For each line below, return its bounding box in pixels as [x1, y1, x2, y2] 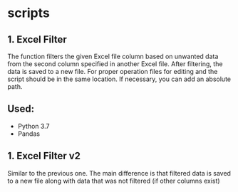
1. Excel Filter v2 [7, 150, 81, 162]
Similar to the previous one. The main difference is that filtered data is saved [7, 169, 232, 177]
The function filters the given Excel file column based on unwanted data [7, 52, 219, 60]
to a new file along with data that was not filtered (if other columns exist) [7, 176, 220, 185]
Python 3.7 [17, 122, 50, 130]
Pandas [17, 129, 41, 138]
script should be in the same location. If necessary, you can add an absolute [7, 75, 232, 83]
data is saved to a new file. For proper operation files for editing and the [7, 68, 218, 75]
